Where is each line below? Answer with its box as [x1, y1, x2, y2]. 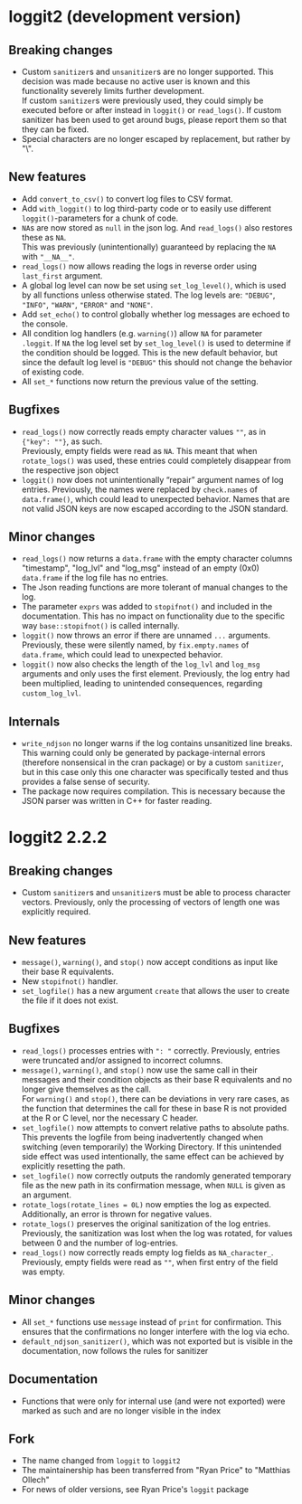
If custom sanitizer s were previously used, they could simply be [21, 95, 264, 106]
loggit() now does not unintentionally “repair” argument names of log [21, 474, 284, 485]
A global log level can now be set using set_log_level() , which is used [21, 279, 287, 290]
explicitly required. [21, 906, 91, 917]
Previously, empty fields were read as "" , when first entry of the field [21, 1256, 278, 1267]
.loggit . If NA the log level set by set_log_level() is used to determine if [21, 337, 291, 348]
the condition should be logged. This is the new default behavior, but [21, 346, 278, 358]
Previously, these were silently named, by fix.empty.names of [21, 639, 250, 650]
